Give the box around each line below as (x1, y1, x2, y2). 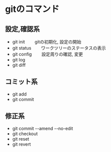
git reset (12, 136, 30, 142)
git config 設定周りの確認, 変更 (12, 51, 83, 57)
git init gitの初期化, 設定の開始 (12, 39, 81, 45)
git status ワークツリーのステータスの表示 (12, 45, 106, 51)
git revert (12, 141, 31, 147)
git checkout (12, 131, 38, 137)
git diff (12, 62, 26, 68)
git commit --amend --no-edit (12, 125, 73, 131)
